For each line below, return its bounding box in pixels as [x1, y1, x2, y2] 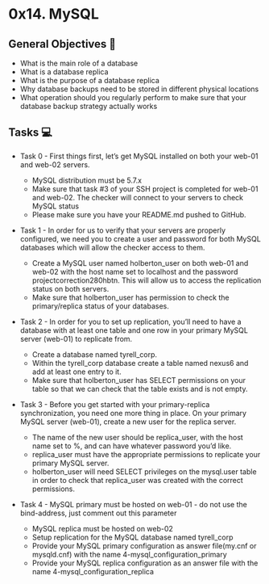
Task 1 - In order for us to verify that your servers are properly [19, 225, 226, 235]
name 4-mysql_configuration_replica [31, 566, 155, 576]
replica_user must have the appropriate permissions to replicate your [31, 449, 261, 459]
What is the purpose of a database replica [19, 76, 159, 85]
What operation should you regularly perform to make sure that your [19, 93, 247, 102]
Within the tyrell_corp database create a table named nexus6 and [31, 358, 249, 368]
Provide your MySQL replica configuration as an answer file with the [31, 558, 259, 568]
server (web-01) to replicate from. [19, 334, 133, 343]
